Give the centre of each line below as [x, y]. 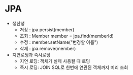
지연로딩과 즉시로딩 [31, 55]
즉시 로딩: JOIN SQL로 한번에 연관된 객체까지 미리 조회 [74, 67]
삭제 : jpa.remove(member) [48, 48]
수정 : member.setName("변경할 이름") [59, 42]
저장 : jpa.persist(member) [47, 29]
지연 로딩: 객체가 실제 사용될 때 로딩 [55, 61]
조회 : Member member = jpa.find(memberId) [66, 36]
